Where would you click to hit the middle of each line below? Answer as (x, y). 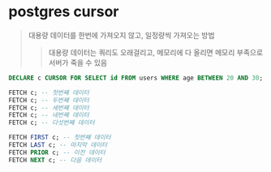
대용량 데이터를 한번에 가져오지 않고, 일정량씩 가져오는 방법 (121, 35)
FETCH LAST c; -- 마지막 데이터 (58, 145)
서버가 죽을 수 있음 (78, 62)
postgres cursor (64, 12)
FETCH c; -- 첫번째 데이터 (49, 92)
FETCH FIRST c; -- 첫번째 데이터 (60, 138)
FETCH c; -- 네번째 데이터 (49, 115)
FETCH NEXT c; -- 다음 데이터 (55, 160)
